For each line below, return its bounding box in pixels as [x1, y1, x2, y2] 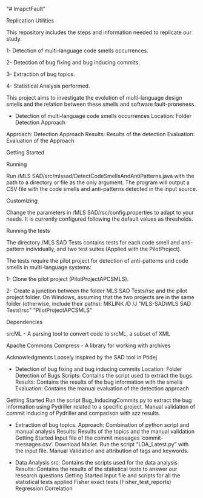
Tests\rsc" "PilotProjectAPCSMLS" [6, 306, 93, 314]
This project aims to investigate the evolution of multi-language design [6, 94, 182, 101]
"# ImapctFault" [6, 5, 46, 12]
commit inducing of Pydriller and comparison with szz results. [6, 410, 161, 417]
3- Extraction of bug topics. [6, 71, 75, 78]
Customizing [6, 197, 38, 204]
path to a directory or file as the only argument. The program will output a [6, 179, 190, 186]
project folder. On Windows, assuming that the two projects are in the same [6, 294, 195, 300]
